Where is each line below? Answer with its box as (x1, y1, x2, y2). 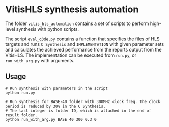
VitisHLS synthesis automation (5, 4, 139, 15)
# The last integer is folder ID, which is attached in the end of (5, 108, 152, 113)
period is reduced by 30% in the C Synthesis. (5, 104, 106, 109)
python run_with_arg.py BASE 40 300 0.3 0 (5, 117, 97, 122)
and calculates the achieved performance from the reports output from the (5, 46, 162, 53)
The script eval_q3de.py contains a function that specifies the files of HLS (5, 36, 160, 42)
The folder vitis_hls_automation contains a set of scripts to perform (5, 20, 149, 27)
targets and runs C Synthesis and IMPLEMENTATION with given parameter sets (5, 41, 164, 47)
